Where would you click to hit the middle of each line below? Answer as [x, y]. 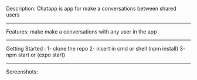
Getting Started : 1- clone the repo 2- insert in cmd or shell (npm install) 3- [96, 49]
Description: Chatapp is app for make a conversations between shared [91, 9]
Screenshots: [22, 72]
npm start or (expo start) [36, 55]
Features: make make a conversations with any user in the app [81, 31]
